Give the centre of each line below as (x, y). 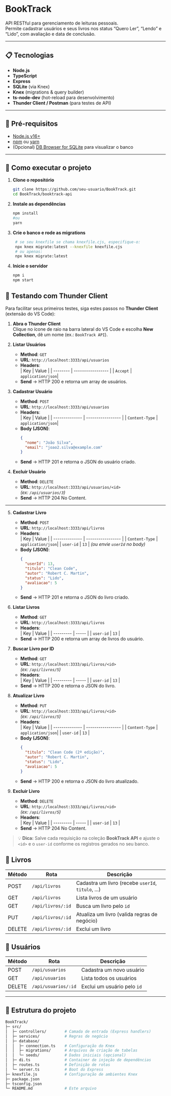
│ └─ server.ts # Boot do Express (54, 1069)
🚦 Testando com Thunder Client (56, 296)
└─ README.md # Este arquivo (51, 1089)
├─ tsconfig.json (24, 1084)
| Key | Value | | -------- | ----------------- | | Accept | (76, 371)
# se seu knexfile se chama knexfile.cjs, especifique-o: (78, 242)
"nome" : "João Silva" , (49, 443)
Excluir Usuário (29, 472)
